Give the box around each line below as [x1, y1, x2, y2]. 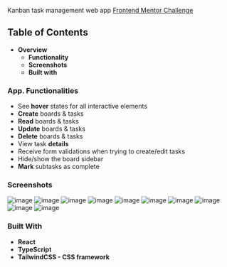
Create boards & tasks [17, 109, 84, 118]
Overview [17, 45, 48, 54]
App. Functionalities [7, 85, 79, 95]
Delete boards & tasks [17, 132, 83, 141]
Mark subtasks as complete [17, 163, 100, 171]
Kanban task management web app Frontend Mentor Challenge [7, 6, 194, 14]
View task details [17, 140, 69, 148]
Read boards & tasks [17, 117, 80, 126]
